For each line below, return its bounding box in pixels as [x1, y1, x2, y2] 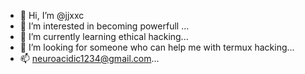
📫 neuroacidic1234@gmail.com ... [19, 53, 160, 64]
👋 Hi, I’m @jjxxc [19, 10, 85, 21]
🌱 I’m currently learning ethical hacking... [19, 31, 189, 42]
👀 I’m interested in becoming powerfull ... [19, 20, 190, 32]
